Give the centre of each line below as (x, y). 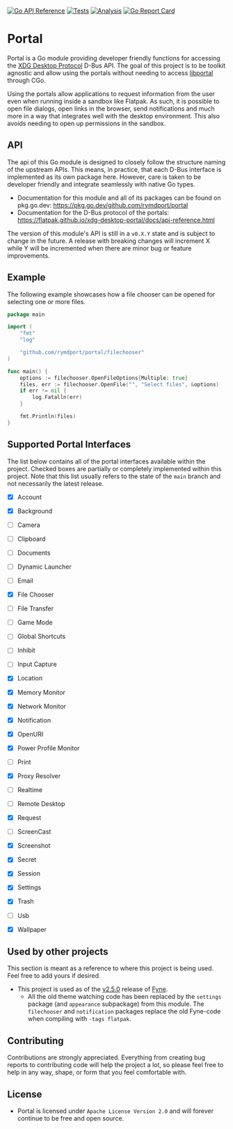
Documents (34, 553)
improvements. (29, 255)
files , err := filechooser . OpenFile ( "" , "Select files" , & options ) (119, 384)
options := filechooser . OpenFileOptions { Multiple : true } (104, 378)
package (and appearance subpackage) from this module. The (116, 1004)
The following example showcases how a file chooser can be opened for (111, 294)
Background (35, 511)
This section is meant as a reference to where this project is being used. (111, 968)
